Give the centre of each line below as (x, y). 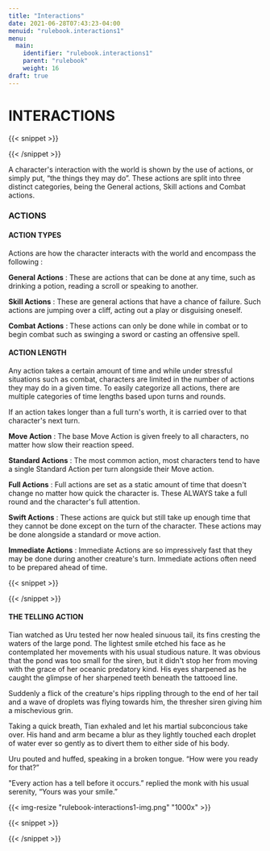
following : (25, 261)
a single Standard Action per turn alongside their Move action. (111, 469)
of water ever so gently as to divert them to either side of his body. (119, 744)
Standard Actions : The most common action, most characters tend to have (134, 460)
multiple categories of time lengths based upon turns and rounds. (117, 396)
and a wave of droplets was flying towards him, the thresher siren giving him (135, 702)
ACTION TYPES (35, 236)
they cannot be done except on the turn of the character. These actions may (135, 526)
